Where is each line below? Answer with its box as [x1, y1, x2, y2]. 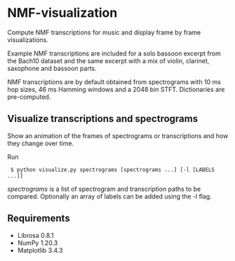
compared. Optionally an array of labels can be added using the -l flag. [7, 192, 212, 201]
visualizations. [7, 35, 49, 43]
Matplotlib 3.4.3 [17, 246, 63, 254]
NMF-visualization [7, 5, 118, 21]
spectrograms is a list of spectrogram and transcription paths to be [7, 185, 201, 193]
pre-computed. [7, 93, 51, 101]
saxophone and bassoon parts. [7, 64, 97, 72]
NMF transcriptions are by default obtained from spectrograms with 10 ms [7, 77, 221, 86]
